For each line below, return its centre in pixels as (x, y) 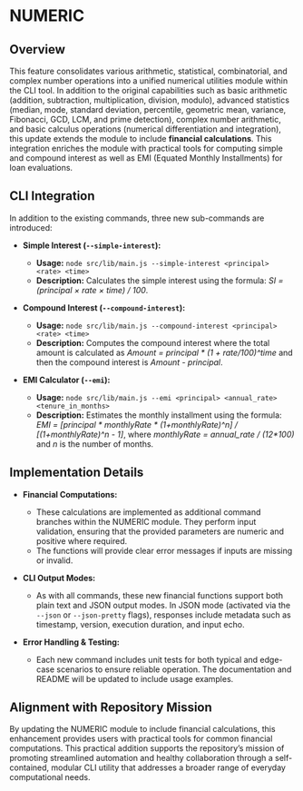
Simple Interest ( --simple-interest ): (92, 245)
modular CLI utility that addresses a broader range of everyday (168, 767)
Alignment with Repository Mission (111, 708)
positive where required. (82, 540)
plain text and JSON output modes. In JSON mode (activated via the (163, 605)
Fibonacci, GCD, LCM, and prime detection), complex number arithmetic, (145, 119)
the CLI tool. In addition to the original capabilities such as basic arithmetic (148, 90)
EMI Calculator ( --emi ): (66, 380)
